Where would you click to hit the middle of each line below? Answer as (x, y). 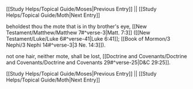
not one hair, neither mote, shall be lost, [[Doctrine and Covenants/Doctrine (96, 56)
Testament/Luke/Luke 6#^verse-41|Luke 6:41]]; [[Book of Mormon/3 (88, 39)
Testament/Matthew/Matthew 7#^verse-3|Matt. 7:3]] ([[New (78, 33)
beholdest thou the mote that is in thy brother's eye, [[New (77, 26)
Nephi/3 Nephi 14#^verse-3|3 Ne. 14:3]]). (56, 45)
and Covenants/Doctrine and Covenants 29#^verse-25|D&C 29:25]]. (88, 62)
